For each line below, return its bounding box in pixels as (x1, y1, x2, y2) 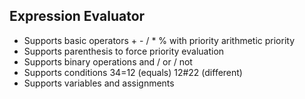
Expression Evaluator (9, 8, 146, 25)
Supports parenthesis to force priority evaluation (23, 45, 225, 57)
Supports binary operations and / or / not (23, 55, 193, 68)
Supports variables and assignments (23, 77, 175, 89)
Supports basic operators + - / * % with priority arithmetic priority (23, 34, 296, 46)
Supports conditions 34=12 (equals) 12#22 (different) (23, 66, 243, 78)
